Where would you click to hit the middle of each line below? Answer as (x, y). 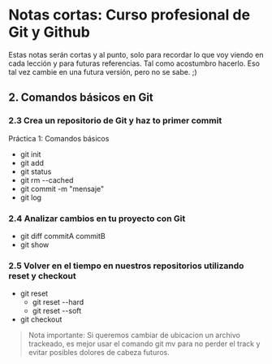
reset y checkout (43, 275)
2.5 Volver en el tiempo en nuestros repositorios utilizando (126, 266)
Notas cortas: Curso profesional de (129, 15)
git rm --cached (47, 180)
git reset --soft (57, 311)
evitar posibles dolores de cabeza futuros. (99, 353)
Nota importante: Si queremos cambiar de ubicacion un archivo (134, 336)
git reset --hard (58, 302)
